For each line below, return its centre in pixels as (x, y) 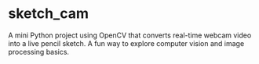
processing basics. (38, 52)
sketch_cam (48, 14)
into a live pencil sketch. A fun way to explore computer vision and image (126, 43)
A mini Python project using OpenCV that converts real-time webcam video (130, 35)
